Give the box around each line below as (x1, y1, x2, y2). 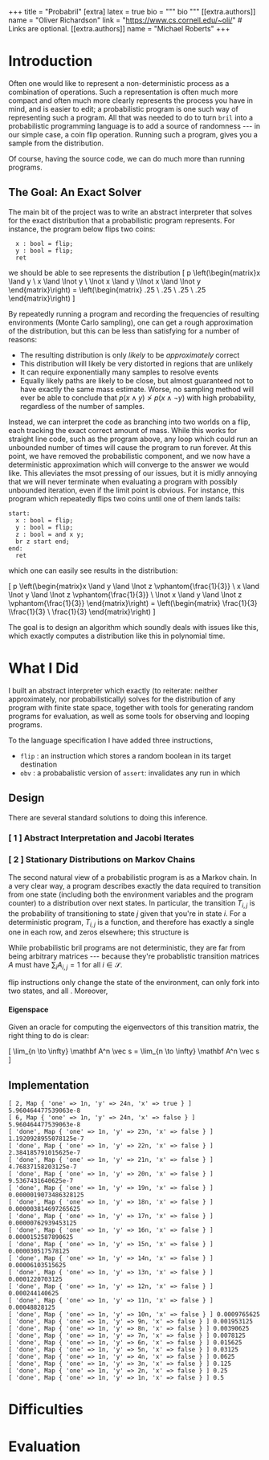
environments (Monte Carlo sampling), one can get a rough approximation (8, 317, 254, 327)
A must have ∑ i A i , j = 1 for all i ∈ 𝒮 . (8, 960, 123, 971)
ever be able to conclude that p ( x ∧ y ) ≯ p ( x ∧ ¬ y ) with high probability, (19, 393, 256, 403)
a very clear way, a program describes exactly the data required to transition (8, 881, 262, 890)
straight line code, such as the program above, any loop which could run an (8, 434, 259, 444)
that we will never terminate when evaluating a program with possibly (8, 476, 238, 486)
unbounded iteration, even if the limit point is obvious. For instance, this (8, 485, 245, 495)
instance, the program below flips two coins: (8, 224, 156, 234)
